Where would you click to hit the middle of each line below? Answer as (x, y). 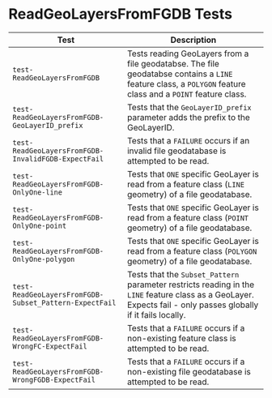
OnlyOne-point (40, 225)
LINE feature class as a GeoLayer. (190, 294)
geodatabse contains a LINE (180, 74)
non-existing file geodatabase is (189, 371)
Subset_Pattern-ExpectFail (64, 302)
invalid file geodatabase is (176, 151)
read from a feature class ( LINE (186, 184)
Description (193, 40)
